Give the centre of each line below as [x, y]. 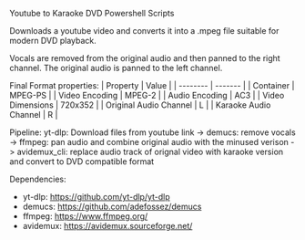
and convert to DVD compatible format [82, 162]
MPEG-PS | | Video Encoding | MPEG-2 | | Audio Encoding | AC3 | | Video [147, 95]
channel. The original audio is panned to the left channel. [116, 68]
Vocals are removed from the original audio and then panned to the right [145, 58]
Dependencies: [38, 179]
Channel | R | [34, 115]
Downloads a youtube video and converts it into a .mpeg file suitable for [144, 31]
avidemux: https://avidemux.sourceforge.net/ [107, 226]
